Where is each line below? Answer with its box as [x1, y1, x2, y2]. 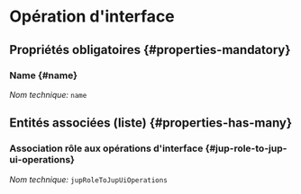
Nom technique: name [9, 89, 87, 100]
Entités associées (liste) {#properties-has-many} [9, 115, 293, 131]
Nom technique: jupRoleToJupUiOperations [9, 173, 169, 185]
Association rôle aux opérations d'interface [9, 142, 204, 154]
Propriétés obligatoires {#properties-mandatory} [9, 42, 291, 57]
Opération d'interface [9, 6, 176, 27]
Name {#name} [9, 69, 78, 82]
